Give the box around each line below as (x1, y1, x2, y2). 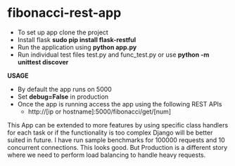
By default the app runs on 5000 (17, 85, 113, 93)
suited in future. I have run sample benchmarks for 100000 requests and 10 (7, 135, 225, 144)
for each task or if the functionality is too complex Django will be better (7, 128, 213, 137)
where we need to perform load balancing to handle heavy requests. (7, 151, 206, 159)
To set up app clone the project (17, 28, 109, 36)
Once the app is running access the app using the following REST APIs (17, 99, 223, 108)
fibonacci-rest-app (7, 5, 122, 21)
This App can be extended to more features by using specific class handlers (7, 120, 229, 129)
